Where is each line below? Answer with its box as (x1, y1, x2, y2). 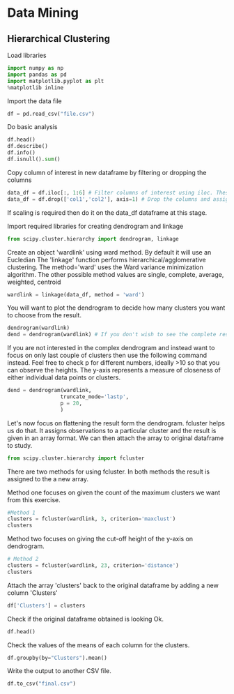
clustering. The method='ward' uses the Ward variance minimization (7, 263, 203, 271)
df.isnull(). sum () (7, 156, 61, 163)
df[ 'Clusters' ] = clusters (7, 602, 86, 609)
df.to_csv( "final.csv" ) (7, 680, 77, 688)
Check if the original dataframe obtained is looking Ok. (7, 614, 164, 623)
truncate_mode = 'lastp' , (60, 393, 130, 400)
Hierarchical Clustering (7, 33, 110, 45)
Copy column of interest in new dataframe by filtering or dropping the (7, 168, 207, 176)
